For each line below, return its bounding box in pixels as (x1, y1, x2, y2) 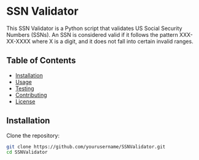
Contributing (15, 91, 47, 99)
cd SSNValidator (6, 149, 48, 156)
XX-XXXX (6, 37, 31, 45)
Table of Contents (6, 55, 77, 66)
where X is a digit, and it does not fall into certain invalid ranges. (31, 37, 194, 45)
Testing (15, 85, 35, 92)
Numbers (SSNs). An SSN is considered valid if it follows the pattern (6, 31, 179, 38)
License (15, 97, 36, 105)
